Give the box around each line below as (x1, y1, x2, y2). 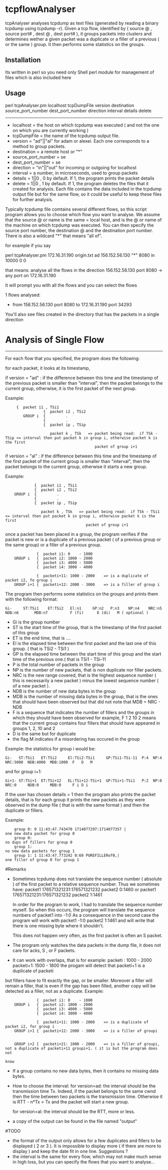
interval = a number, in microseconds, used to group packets (12, 170, 138, 176)
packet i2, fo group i (5, 577, 52, 582)
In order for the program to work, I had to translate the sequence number (12, 901, 162, 907)
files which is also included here (5, 74, 71, 81)
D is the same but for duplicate (12, 731, 76, 737)
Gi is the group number (12, 619, 60, 625)
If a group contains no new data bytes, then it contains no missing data (12, 1067, 159, 1074)
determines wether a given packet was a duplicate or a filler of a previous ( (5, 36, 159, 42)
